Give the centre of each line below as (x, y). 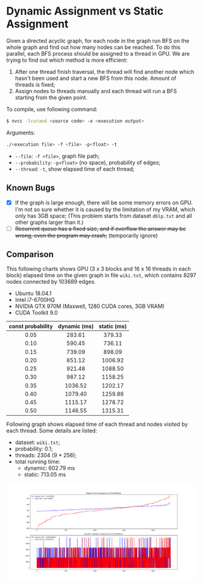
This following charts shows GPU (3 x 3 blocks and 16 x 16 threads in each (99, 269)
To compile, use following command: (52, 109)
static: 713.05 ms (45, 474)
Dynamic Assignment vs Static (85, 11)
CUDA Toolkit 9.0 (36, 313)
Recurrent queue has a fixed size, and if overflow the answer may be (100, 229)
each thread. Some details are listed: (52, 430)
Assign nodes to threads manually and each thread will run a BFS (96, 91)
